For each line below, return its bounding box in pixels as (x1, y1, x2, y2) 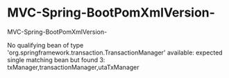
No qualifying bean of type (7, 41, 84, 49)
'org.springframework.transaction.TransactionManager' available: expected (7, 48, 223, 57)
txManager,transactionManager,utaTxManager (7, 63, 140, 71)
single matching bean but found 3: (7, 55, 105, 64)
